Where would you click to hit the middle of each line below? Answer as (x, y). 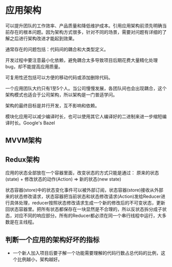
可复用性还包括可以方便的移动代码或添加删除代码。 (59, 77)
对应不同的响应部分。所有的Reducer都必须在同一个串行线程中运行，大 (88, 216)
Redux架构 (23, 159)
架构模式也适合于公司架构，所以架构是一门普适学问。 (61, 95)
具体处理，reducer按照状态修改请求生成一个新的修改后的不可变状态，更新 (87, 203)
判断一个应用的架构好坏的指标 (52, 240)
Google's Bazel (39, 123)
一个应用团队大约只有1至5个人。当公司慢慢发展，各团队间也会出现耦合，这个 (86, 88)
